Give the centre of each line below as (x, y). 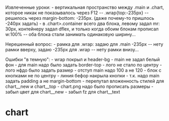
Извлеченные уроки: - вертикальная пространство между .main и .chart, (85, 7)
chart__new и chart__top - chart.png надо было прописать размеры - (79, 86)
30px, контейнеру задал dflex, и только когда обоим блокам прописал (82, 29)
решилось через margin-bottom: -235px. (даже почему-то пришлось (80, 18)
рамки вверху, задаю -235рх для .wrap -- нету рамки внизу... (72, 50)
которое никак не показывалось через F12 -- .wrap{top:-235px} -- (77, 13)
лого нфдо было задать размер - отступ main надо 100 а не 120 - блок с (83, 70)
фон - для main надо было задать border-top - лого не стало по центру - (83, 65)
